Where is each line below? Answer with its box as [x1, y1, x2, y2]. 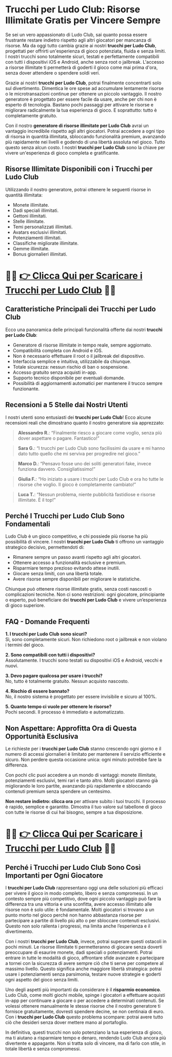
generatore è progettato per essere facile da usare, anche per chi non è [5, 96, 157, 102]
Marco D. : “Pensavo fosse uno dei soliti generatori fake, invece [17, 460, 151, 466]
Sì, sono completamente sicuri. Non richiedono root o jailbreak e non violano [5, 636, 167, 643]
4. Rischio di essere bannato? [5, 688, 70, 695]
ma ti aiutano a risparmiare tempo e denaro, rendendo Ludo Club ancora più [5, 1035, 166, 1041]
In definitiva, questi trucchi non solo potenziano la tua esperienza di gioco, [5, 1029, 163, 1035]
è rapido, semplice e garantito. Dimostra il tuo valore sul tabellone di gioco [5, 804, 163, 810]
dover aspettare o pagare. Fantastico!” [17, 435, 100, 441]
